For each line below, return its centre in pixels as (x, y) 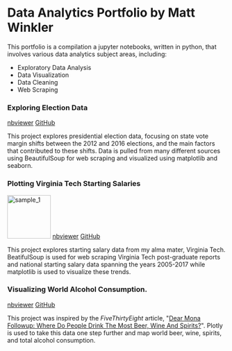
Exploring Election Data (48, 108)
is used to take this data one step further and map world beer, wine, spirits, (115, 333)
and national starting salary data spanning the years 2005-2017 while (106, 264)
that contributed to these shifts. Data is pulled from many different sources (114, 151)
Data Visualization (43, 75)
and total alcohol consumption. (51, 340)
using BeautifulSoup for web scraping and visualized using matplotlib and (112, 158)
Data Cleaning (38, 82)
